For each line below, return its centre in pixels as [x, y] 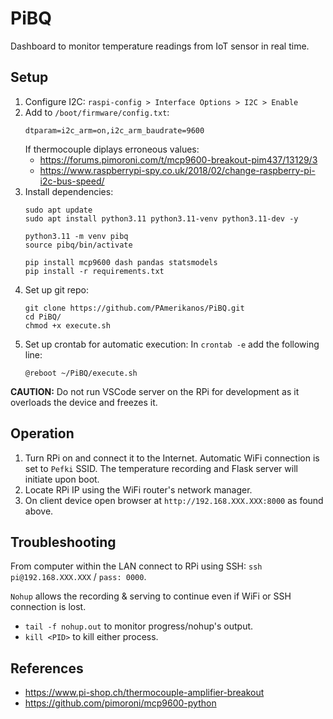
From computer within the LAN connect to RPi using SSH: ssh [136, 566]
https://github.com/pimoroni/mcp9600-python [120, 703]
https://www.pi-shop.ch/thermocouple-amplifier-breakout [144, 693]
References [47, 668]
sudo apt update [58, 210]
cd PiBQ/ [43, 317]
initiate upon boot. [62, 479]
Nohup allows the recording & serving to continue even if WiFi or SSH [151, 596]
